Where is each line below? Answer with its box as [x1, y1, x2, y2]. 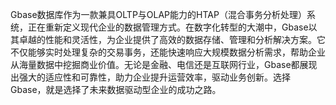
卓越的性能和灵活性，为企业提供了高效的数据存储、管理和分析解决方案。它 [18, 34, 326, 45]
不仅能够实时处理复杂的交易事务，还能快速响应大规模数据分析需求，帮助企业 [10, 46, 326, 58]
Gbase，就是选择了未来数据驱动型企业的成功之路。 [10, 84, 222, 95]
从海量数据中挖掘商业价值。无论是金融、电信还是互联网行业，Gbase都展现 [10, 59, 318, 70]
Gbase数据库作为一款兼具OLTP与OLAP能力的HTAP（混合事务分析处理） [10, 9, 307, 20]
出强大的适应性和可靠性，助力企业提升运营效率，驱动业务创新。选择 [10, 71, 291, 83]
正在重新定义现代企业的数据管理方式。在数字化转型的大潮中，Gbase [27, 21, 309, 33]
